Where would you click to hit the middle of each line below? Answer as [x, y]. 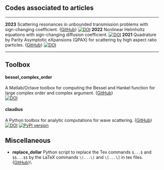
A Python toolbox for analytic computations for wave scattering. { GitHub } [79, 120]
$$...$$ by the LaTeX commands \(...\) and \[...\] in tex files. [77, 157]
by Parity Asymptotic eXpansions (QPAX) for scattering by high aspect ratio [81, 40]
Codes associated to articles [50, 8]
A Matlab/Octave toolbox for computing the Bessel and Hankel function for [80, 88]
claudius [14, 109]
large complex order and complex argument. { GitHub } [59, 93]
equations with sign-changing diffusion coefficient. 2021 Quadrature [81, 34]
